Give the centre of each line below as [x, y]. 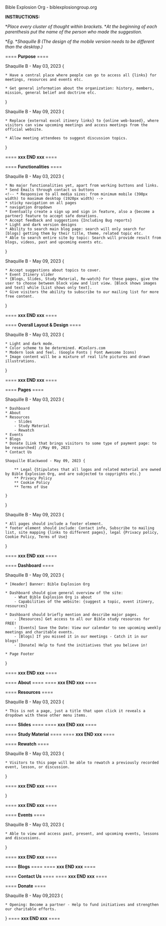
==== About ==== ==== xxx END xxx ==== [51, 683]
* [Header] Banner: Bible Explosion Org [48, 584]
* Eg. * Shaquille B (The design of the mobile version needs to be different [80, 41]
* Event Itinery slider [30, 275]
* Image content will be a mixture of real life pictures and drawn [78, 357]
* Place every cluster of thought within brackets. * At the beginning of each [81, 26]
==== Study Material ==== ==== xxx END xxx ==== [60, 734]
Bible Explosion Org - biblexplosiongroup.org [51, 7]
